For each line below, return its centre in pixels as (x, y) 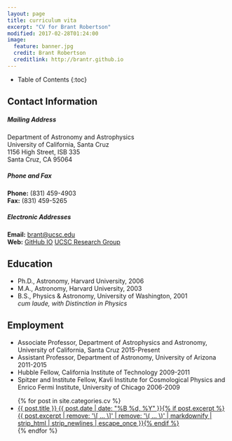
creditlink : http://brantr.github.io (69, 60)
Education (30, 264)
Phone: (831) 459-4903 (42, 193)
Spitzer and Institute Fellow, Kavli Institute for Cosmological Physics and (121, 379)
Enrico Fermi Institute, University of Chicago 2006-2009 (98, 387)
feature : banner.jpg (43, 46)
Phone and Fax (30, 176)
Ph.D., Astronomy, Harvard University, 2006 (81, 281)
